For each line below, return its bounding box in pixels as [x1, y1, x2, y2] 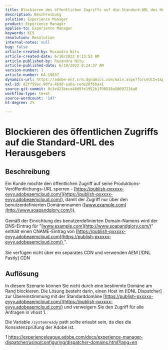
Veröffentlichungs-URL [5, 186, 52, 192]
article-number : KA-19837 [5, 72, 59, 77]
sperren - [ [53, 186, 76, 192]
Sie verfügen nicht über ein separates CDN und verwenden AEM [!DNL [5, 249, 151, 255]
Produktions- [113, 180, 141, 186]
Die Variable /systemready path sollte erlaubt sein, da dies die [5, 318, 131, 325]
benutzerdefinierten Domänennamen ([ [5, 202, 86, 208]
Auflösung [5, 269, 39, 278]
